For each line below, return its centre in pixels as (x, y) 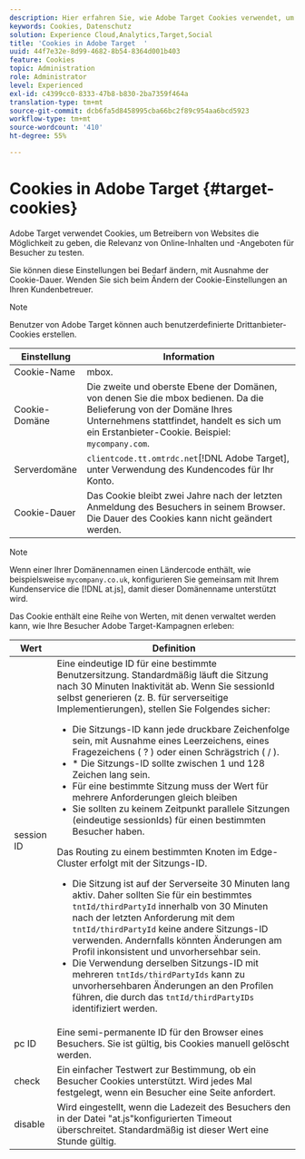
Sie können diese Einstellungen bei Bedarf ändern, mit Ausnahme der (139, 270)
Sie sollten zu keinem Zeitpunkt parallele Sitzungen (181, 809)
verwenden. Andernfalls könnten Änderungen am (177, 940)
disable (30, 1124)
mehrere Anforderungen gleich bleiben (155, 797)
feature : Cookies (42, 60)
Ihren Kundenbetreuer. (51, 289)
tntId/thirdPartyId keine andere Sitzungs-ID (170, 928)
